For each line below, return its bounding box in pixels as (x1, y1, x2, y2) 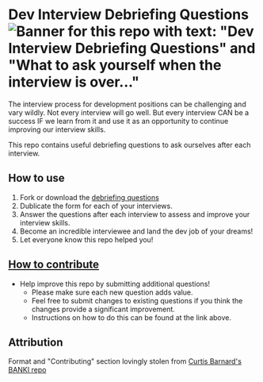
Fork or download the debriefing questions (19, 192, 160, 202)
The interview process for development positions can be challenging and (8, 99, 247, 109)
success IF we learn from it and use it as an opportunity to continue (8, 116, 229, 125)
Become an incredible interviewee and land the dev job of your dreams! (19, 226, 253, 236)
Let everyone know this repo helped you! (19, 234, 154, 244)
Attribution (8, 335, 63, 349)
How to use (8, 172, 65, 185)
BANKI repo (8, 365, 47, 375)
